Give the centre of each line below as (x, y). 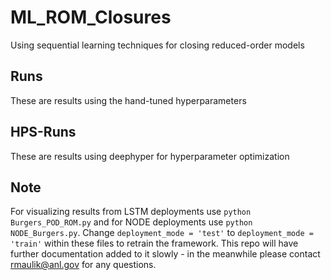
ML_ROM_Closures (91, 17)
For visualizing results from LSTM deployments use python (131, 212)
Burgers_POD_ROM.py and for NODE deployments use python (131, 222)
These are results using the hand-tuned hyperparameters (128, 100)
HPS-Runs (43, 132)
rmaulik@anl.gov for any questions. (83, 265)
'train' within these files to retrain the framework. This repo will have (154, 243)
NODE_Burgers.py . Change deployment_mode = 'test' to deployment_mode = (162, 233)
